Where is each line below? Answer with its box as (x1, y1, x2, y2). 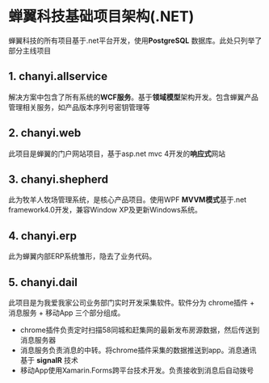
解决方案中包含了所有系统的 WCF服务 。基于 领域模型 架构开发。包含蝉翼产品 (8, 92, 258, 102)
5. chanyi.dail (8, 276, 78, 289)
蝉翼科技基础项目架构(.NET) (8, 7, 195, 26)
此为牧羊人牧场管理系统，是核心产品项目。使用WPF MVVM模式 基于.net (8, 195, 247, 204)
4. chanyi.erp (8, 229, 77, 242)
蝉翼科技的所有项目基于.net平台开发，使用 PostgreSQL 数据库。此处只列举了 (8, 36, 263, 45)
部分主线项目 (8, 45, 51, 55)
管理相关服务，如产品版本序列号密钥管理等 (8, 102, 150, 112)
